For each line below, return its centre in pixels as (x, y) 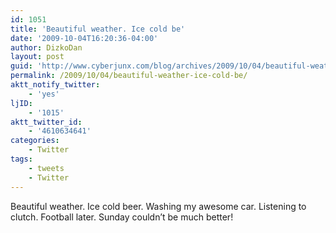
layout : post (37, 57)
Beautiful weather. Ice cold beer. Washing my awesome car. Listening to (158, 206)
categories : (35, 141)
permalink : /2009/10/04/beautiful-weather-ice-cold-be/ (129, 76)
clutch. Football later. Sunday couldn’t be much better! (122, 217)
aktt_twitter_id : (46, 122)
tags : (21, 159)
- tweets (46, 168)
